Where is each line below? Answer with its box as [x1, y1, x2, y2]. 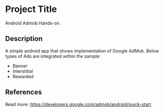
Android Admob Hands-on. [5, 20, 61, 26]
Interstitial [12, 68, 34, 74]
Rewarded [12, 73, 34, 79]
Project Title [5, 3, 57, 15]
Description [5, 34, 43, 43]
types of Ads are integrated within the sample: [5, 53, 101, 59]
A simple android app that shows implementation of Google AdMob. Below [5, 47, 159, 53]
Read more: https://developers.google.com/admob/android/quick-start [5, 101, 151, 107]
